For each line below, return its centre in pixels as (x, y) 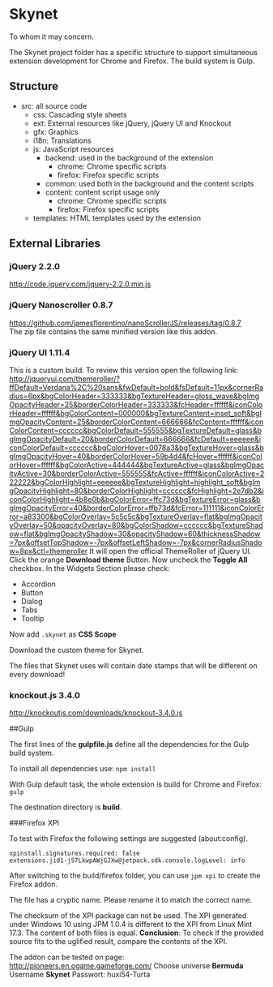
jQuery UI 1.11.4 (40, 352)
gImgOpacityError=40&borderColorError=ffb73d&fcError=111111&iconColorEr (136, 509)
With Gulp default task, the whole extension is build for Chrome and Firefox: (136, 784)
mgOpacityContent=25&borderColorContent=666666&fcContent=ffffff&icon (136, 422)
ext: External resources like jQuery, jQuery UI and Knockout (132, 123)
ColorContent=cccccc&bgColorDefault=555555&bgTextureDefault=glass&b (136, 431)
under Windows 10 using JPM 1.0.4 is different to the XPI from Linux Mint (131, 925)
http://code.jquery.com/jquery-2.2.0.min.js (80, 284)
